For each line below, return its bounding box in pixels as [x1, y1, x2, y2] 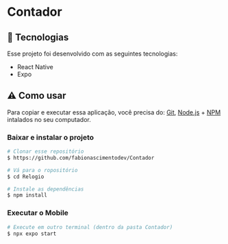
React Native [16, 63, 53, 71]
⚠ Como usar [7, 90, 66, 101]
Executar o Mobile [7, 208, 68, 218]
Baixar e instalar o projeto [7, 132, 94, 142]
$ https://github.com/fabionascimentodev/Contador [7, 154, 155, 161]
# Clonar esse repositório [7, 148, 84, 155]
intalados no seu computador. [7, 115, 91, 123]
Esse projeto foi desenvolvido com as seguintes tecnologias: [7, 49, 178, 58]
